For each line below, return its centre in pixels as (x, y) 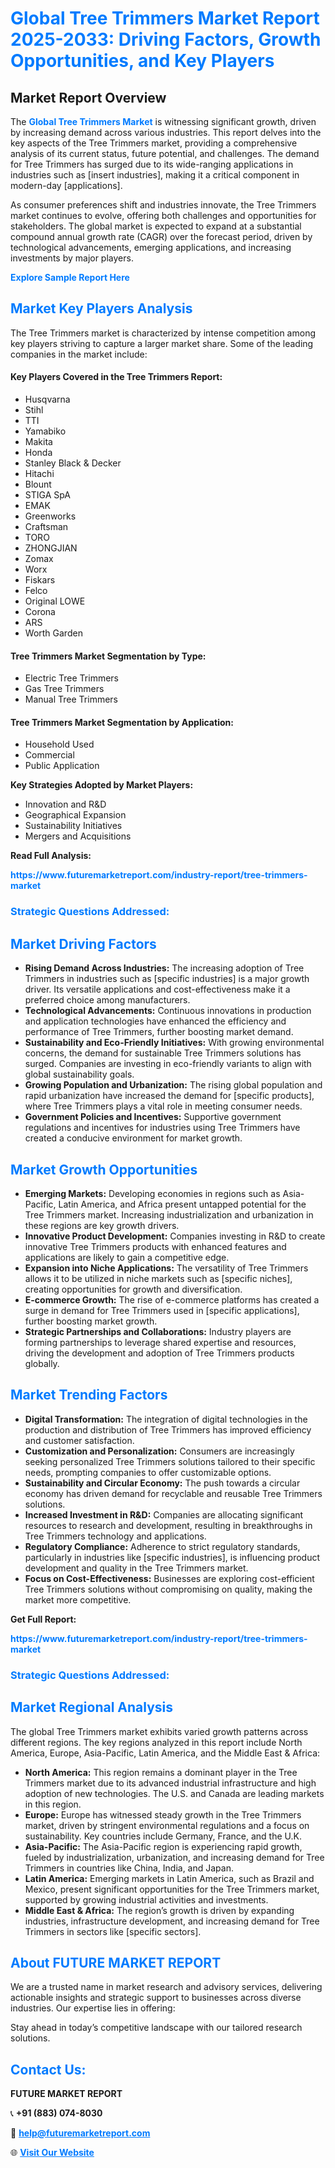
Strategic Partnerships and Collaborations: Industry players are (158, 1331)
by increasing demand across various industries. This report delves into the (166, 132)
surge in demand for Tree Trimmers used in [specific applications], (162, 1310)
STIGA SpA (47, 495)
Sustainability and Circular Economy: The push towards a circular (162, 1483)
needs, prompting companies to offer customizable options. (148, 1472)
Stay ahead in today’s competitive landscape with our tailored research (156, 2028)
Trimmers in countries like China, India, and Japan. (129, 1868)
